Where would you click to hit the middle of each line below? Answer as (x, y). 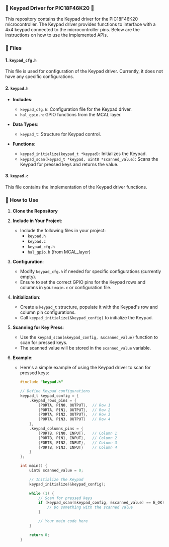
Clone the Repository (35, 211)
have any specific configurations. (40, 77)
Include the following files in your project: (63, 231)
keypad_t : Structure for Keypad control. (61, 134)
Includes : (22, 99)
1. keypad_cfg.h (21, 60)
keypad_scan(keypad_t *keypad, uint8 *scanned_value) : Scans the (89, 159)
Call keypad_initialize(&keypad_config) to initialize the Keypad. (87, 318)
